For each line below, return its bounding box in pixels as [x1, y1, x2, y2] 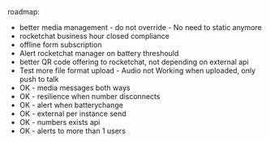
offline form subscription [19, 40, 102, 49]
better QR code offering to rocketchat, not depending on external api [19, 57, 249, 67]
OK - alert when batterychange [19, 101, 123, 110]
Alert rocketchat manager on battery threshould [19, 49, 179, 58]
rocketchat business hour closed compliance [19, 32, 169, 41]
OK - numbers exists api [19, 118, 101, 127]
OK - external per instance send [19, 109, 126, 118]
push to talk [19, 75, 59, 84]
